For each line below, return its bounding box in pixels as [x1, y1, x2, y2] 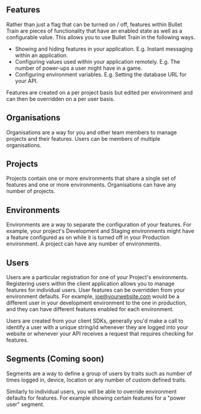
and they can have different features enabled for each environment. [6, 306, 175, 313]
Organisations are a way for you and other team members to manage [6, 129, 178, 136]
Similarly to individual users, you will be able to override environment [6, 388, 177, 395]
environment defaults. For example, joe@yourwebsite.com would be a [6, 293, 180, 300]
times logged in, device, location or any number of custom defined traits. [6, 376, 187, 383]
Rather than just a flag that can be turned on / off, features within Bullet [6, 20, 182, 28]
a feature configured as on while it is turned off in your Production [6, 234, 170, 241]
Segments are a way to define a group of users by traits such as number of [6, 369, 193, 377]
